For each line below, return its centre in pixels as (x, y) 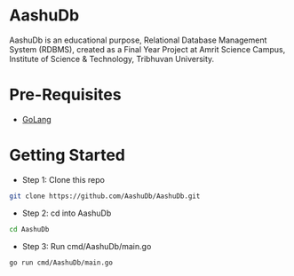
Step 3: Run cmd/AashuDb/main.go (87, 246)
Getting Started (68, 155)
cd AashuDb (29, 229)
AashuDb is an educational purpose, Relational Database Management (138, 40)
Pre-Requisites (65, 95)
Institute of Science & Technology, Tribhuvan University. (112, 59)
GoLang (36, 119)
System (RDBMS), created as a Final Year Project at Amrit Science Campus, (147, 49)
